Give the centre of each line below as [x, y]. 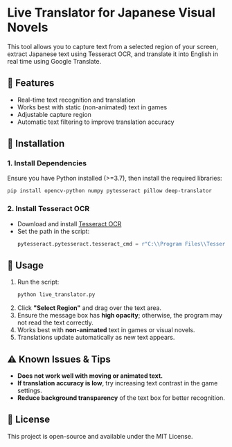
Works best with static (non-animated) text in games [92, 107]
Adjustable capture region [54, 114]
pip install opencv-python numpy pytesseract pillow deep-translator [110, 191]
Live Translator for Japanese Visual [111, 13]
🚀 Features [31, 83]
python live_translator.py [56, 295]
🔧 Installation [36, 144]
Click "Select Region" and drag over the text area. [89, 308]
